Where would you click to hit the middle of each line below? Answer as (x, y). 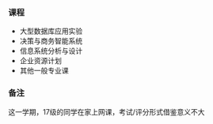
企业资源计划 (40, 61)
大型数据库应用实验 (51, 31)
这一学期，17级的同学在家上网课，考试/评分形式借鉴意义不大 (106, 111)
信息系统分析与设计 (51, 51)
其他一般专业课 (44, 71)
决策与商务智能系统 (51, 41)
